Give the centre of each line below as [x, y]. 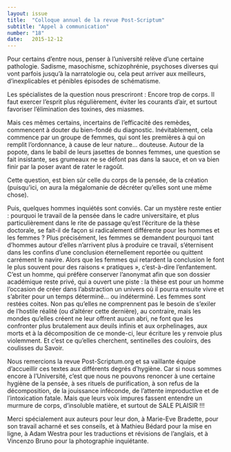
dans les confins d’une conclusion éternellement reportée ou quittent [105, 253]
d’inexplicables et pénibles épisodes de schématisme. [84, 81]
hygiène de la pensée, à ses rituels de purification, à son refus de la [103, 383]
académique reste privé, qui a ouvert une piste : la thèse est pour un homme [115, 282]
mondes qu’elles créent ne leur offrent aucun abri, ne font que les [100, 318]
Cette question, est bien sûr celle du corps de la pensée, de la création [108, 180]
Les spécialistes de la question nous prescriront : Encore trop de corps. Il [111, 95]
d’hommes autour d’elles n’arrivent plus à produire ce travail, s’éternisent [110, 245]
